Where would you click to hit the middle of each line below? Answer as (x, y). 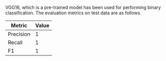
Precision (19, 34)
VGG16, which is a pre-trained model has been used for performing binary (83, 7)
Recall (15, 42)
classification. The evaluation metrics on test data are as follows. (73, 13)
